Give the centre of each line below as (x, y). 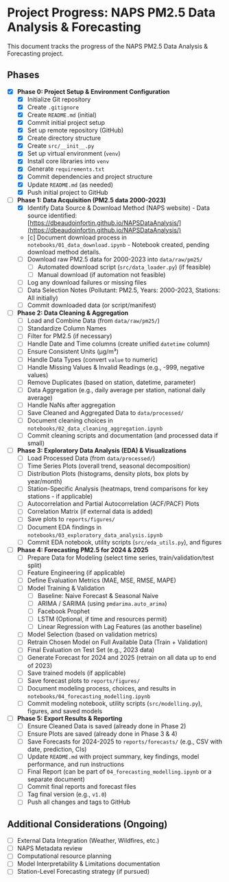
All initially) (43, 298)
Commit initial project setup (66, 122)
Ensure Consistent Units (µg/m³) (73, 352)
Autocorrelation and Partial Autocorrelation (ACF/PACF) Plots (113, 504)
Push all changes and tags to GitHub (79, 802)
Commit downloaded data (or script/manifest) (92, 305)
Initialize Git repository (59, 99)
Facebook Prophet (64, 611)
